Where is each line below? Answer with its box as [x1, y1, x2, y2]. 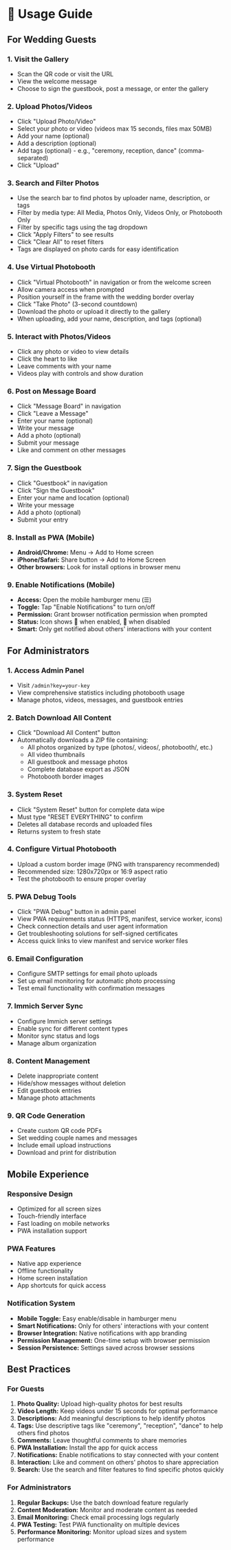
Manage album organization [16, 1039, 97, 1047]
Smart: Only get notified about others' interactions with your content [16, 625, 212, 633]
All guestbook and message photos [27, 758, 128, 766]
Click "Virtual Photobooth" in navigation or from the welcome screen [16, 278, 212, 286]
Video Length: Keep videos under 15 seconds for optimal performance [16, 1407, 218, 1415]
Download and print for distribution [16, 1149, 117, 1157]
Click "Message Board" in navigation [16, 402, 122, 410]
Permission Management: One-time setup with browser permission [16, 1336, 210, 1344]
